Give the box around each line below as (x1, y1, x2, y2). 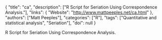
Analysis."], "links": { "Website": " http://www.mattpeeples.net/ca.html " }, (5, 9, 154, 15)
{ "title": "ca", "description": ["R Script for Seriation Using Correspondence (5, 4, 158, 10)
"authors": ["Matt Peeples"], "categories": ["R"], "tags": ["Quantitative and (5, 15, 157, 20)
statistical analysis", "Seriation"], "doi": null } (5, 20, 96, 26)
